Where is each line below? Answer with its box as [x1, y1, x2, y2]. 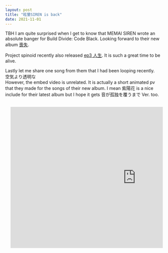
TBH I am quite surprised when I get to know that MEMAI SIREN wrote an [5, 31, 155, 37]
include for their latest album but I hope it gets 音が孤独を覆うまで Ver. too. [5, 91, 159, 98]
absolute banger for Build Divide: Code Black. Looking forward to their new [5, 36, 160, 42]
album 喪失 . [5, 42, 29, 48]
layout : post [5, 7, 32, 13]
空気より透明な [5, 74, 36, 80]
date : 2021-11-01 [5, 17, 41, 22]
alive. [5, 58, 16, 64]
